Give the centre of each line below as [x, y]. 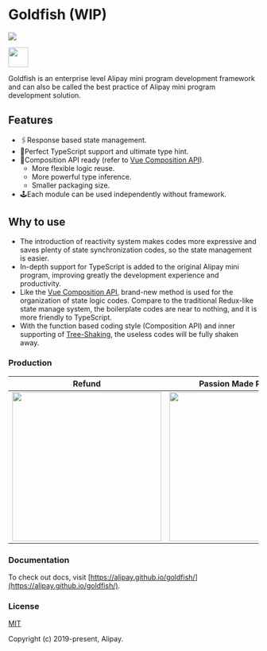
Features [31, 120]
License [24, 606]
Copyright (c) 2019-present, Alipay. [66, 639]
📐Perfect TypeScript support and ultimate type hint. [104, 151]
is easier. [35, 258]
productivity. [41, 283]
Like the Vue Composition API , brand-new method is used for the [126, 292]
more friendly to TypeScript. [66, 317]
